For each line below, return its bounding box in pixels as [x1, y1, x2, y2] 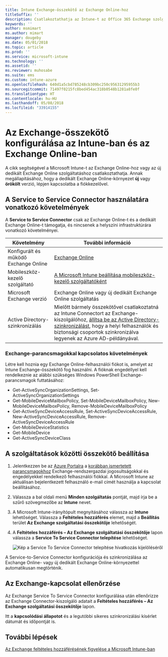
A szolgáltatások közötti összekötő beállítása [5, 450, 149, 458]
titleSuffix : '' [5, 12, 39, 17]
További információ [83, 239, 131, 246]
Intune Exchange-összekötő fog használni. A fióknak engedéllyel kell [5, 367, 147, 373]
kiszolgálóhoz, [54, 316, 88, 323]
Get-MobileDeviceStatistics [12, 425, 69, 431]
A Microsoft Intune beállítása [54, 272, 121, 279]
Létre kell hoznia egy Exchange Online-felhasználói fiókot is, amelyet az [5, 361, 153, 367]
